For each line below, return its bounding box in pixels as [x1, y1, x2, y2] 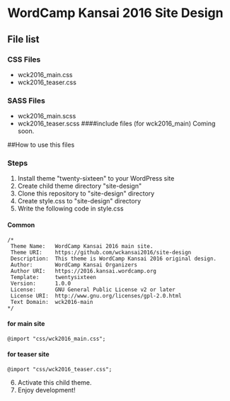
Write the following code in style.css [17, 204, 124, 213]
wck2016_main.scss [17, 112, 76, 120]
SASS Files [7, 96, 46, 106]
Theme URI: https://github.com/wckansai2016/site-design [10, 249, 192, 256]
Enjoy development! [17, 386, 76, 395]
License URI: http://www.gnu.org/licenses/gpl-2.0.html [10, 292, 182, 299]
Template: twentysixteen [10, 273, 97, 281]
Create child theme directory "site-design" [17, 182, 142, 191]
